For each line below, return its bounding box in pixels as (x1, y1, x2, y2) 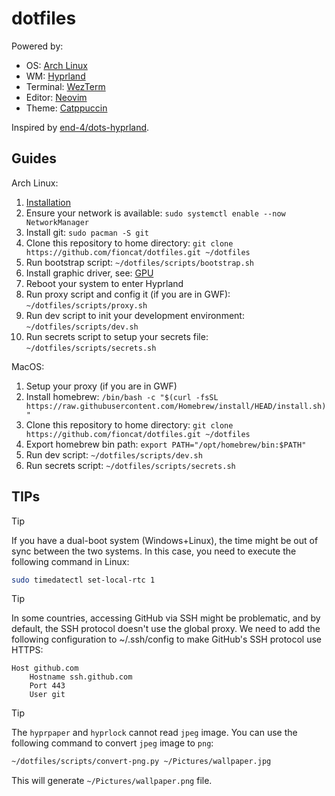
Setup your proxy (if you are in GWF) (25, 380, 178, 392)
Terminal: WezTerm (25, 80, 106, 92)
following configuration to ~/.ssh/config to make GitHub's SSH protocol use (11, 633, 323, 646)
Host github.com (11, 663, 79, 674)
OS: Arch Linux (25, 59, 88, 71)
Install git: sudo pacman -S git (25, 226, 149, 238)
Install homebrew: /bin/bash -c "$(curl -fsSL (25, 390, 219, 402)
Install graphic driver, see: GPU (25, 267, 154, 279)
